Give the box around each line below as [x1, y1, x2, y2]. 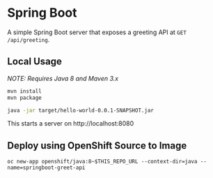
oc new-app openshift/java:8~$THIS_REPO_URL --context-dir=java [7, 158, 198, 165]
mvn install [7, 87, 42, 95]
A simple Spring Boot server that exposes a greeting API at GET [7, 28, 187, 36]
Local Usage [7, 56, 63, 68]
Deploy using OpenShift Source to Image [7, 140, 187, 151]
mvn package [7, 94, 42, 101]
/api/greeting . [7, 35, 50, 43]
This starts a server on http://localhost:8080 [7, 119, 134, 128]
